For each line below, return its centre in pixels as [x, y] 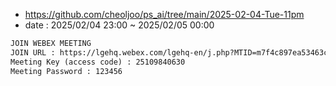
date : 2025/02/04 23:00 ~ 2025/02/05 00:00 [119, 25]
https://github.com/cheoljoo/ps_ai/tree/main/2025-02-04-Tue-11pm [164, 14]
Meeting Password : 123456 [66, 71]
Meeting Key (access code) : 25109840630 [98, 62]
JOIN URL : [33, 52]
